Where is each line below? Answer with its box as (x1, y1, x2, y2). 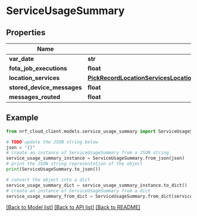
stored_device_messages (9, 83, 82, 92)
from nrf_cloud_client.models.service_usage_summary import (6, 128, 157, 134)
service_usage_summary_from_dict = (6, 193, 93, 199)
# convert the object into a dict (6, 177, 91, 183)
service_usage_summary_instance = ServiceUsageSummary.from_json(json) (6, 156, 185, 161)
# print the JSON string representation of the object (6, 161, 143, 167)
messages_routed (9, 93, 60, 101)
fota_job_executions (9, 65, 67, 72)
